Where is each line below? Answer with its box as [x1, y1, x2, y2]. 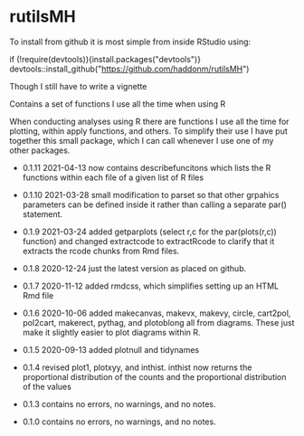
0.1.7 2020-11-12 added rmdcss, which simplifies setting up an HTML [22, 280, 279, 291]
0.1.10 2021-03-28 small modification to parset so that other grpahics [22, 189, 280, 200]
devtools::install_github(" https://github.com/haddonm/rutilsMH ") [9, 63, 250, 74]
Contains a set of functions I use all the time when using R [9, 98, 226, 109]
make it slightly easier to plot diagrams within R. [22, 327, 201, 337]
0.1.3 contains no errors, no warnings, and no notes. [22, 398, 216, 409]
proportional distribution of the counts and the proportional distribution [22, 371, 287, 382]
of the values [22, 381, 72, 392]
